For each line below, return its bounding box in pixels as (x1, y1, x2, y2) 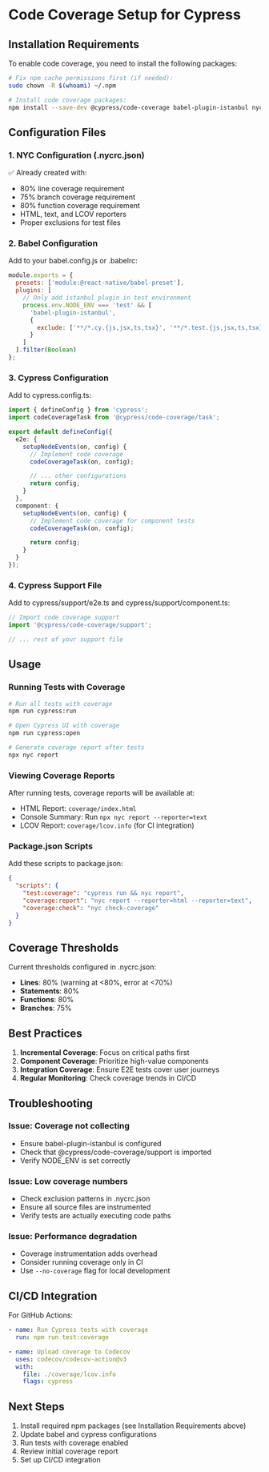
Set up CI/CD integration (19, 1455, 102, 1465)
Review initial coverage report (19, 1446, 118, 1456)
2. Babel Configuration (8, 238, 98, 249)
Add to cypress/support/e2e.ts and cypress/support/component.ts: (8, 598, 231, 608)
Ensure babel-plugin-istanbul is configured (19, 1138, 162, 1148)
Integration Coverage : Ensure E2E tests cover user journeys (19, 1065, 220, 1074)
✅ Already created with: (8, 168, 87, 178)
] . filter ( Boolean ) (15, 346, 78, 354)
